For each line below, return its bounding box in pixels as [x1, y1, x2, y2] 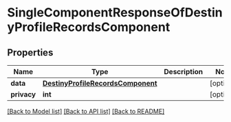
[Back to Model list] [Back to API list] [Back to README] [7, 108, 165, 115]
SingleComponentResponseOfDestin [7, 5, 223, 21]
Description [164, 67, 203, 76]
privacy [10, 90, 36, 99]
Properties [7, 47, 54, 58]
